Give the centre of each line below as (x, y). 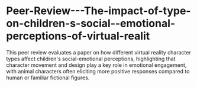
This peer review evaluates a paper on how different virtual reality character (98, 52)
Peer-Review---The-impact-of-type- (98, 11)
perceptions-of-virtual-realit (78, 36)
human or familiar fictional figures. (48, 78)
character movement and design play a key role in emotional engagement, (96, 65)
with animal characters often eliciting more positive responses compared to (98, 71)
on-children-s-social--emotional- (91, 23)
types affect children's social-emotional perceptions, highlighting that (91, 59)
